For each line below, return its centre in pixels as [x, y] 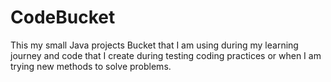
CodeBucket [63, 17]
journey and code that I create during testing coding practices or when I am [166, 55]
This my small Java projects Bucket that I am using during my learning [154, 45]
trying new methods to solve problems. [91, 66]
